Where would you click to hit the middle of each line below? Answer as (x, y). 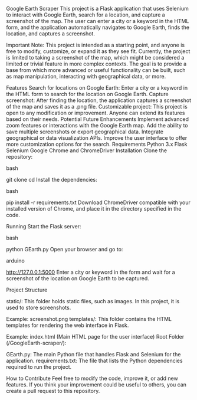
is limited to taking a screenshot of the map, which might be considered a (95, 58)
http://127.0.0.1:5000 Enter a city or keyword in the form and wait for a (91, 272)
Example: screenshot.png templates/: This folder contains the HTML (89, 319)
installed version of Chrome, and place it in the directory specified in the (94, 209)
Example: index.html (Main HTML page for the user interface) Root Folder (95, 337)
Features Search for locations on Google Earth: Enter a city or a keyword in (97, 88)
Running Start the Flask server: (44, 226)
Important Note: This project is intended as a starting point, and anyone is (95, 45)
